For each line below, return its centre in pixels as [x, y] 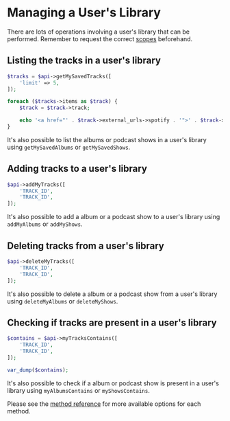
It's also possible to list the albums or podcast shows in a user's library [107, 139]
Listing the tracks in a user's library [84, 61]
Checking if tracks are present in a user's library [112, 322]
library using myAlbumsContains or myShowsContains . [79, 390]
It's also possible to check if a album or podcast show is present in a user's [113, 383]
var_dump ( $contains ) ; [38, 370]
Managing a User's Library [84, 13]
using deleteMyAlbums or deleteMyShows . [63, 301]
